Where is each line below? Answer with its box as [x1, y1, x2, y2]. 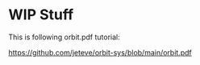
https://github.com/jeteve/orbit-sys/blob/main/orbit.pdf [8, 47, 192, 57]
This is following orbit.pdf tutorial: [8, 32, 120, 42]
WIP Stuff [8, 6, 74, 24]
